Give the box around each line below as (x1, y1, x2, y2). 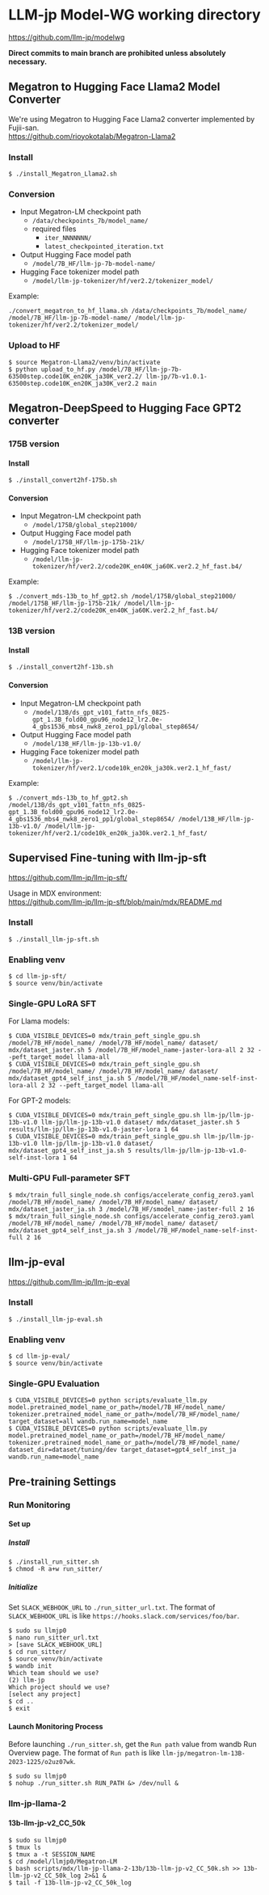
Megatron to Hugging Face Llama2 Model (8, 80, 221, 94)
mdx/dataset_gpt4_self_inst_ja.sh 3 (8, 1226, 132, 1234)
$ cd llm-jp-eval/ (8, 1353, 70, 1361)
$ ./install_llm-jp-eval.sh (8, 1315, 103, 1323)
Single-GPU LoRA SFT (8, 998, 97, 1010)
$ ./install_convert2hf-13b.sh (8, 663, 114, 672)
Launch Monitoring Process (8, 1721, 103, 1731)
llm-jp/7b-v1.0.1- (145, 372, 208, 381)
